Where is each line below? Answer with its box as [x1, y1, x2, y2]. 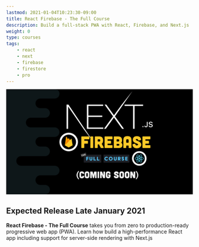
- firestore [17, 66, 46, 72]
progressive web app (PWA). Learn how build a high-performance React [6, 228, 182, 235]
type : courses [6, 34, 41, 41]
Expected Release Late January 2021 [6, 206, 146, 216]
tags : [6, 41, 20, 47]
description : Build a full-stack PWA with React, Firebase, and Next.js [6, 22, 190, 28]
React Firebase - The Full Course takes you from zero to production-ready [6, 222, 189, 229]
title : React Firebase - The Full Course [6, 15, 110, 22]
